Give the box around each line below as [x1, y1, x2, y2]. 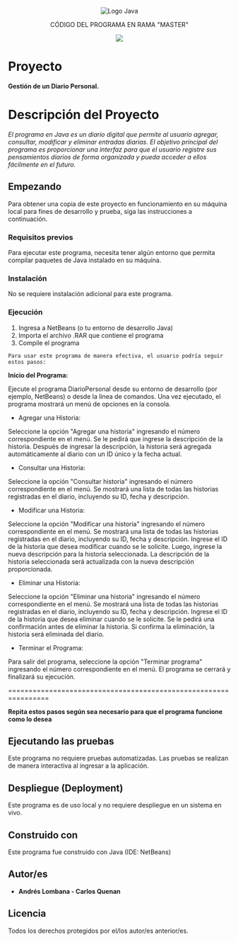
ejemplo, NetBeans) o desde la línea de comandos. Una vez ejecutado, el [8, 392, 221, 400]
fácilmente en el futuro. [8, 160, 76, 169]
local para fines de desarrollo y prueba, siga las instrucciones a [8, 207, 193, 215]
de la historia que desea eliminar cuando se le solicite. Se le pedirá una [8, 615, 215, 623]
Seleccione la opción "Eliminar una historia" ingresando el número [8, 592, 201, 601]
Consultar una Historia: [18, 463, 85, 472]
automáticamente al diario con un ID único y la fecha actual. [8, 450, 182, 458]
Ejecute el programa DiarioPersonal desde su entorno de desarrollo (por [8, 385, 218, 393]
